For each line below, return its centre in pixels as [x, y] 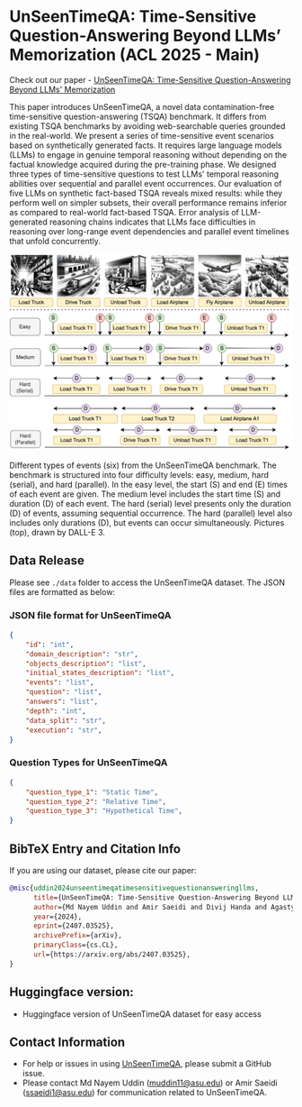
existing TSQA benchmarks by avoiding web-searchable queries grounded [147, 126]
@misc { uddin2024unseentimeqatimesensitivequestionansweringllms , [134, 888]
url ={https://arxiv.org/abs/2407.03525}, [112, 955]
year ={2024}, [58, 917]
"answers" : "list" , [62, 702]
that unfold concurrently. [55, 241]
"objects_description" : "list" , [86, 663]
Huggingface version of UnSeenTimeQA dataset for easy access [142, 1014]
